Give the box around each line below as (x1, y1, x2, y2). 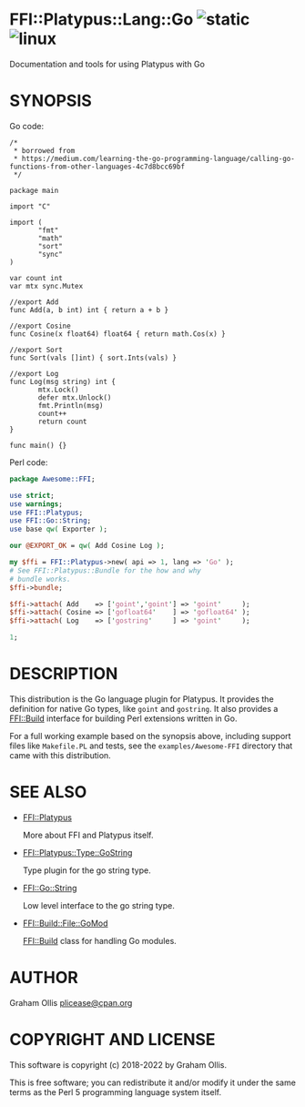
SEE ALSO (9, 782, 87, 803)
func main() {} (9, 441, 67, 450)
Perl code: (9, 456, 48, 468)
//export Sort (9, 345, 64, 354)
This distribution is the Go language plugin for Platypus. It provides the (9, 693, 275, 705)
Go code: (9, 120, 44, 131)
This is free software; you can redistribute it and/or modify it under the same (9, 1077, 296, 1088)
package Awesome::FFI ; (9, 474, 96, 483)
